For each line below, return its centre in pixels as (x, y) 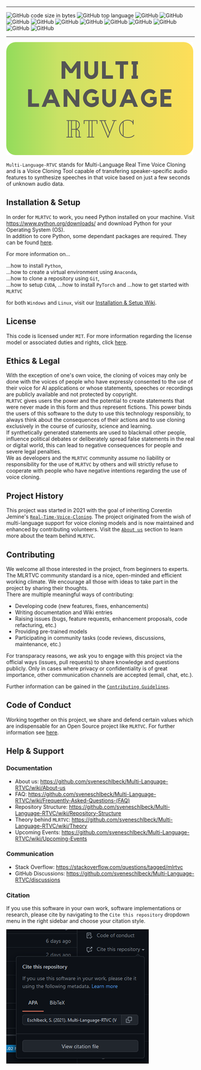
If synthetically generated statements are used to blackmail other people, (96, 433)
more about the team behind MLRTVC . (51, 536)
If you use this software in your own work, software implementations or (94, 908)
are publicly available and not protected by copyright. (72, 394)
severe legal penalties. (34, 452)
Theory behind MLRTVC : (42, 819)
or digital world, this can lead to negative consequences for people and (94, 445)
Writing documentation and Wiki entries (63, 612)
